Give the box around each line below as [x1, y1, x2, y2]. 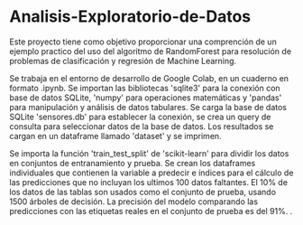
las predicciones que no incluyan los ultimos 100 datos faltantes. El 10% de [9, 176, 289, 187]
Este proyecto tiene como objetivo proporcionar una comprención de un [9, 36, 277, 47]
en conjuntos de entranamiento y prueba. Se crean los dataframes [9, 157, 256, 168]
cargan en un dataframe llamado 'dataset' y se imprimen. [9, 130, 223, 141]
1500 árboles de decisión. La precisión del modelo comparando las [9, 196, 259, 207]
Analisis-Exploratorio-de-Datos [9, 6, 252, 27]
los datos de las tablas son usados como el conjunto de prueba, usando [9, 186, 277, 197]
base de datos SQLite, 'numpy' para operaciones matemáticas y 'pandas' [9, 92, 282, 103]
